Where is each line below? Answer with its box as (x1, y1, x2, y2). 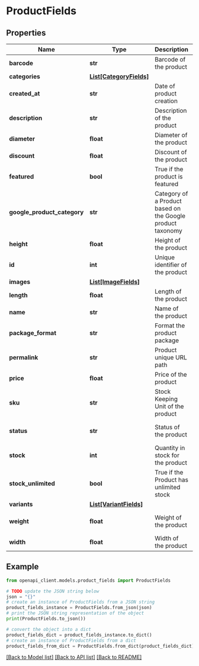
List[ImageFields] (89, 278, 140, 286)
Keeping (155, 395, 178, 403)
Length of (155, 288, 182, 295)
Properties (6, 28, 46, 38)
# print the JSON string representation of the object (6, 610, 145, 616)
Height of (155, 236, 181, 244)
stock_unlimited (9, 479, 55, 487)
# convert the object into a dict (6, 626, 92, 632)
